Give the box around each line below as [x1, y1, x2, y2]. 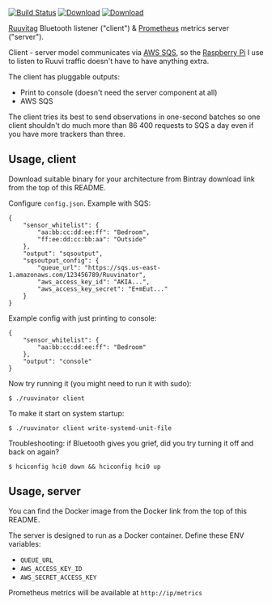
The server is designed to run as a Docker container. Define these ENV [8, 530, 244, 540]
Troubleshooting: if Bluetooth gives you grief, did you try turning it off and [8, 438, 254, 448]
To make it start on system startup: [8, 408, 125, 418]
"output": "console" [23, 357, 92, 365]
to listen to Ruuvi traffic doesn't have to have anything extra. [8, 57, 210, 66]
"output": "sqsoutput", [23, 249, 104, 258]
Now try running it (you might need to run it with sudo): [8, 378, 192, 388]
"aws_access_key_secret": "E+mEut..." [37, 284, 168, 293]
